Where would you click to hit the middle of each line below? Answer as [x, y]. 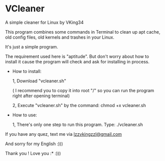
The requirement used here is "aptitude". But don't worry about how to [77, 56]
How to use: [25, 115]
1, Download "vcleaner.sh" [39, 81]
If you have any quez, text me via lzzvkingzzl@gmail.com [64, 134]
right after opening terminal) [41, 96]
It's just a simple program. [32, 47]
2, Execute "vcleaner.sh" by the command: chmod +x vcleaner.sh [79, 105]
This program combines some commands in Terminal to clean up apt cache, [83, 32]
